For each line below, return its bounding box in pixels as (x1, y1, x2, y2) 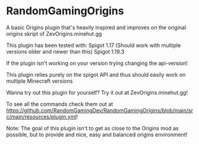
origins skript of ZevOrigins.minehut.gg (6, 30, 102, 37)
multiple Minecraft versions (6, 77, 73, 84)
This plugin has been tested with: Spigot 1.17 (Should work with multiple (6, 42, 181, 49)
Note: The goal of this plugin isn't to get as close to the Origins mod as (6, 124, 179, 132)
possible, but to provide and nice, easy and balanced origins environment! (6, 131, 188, 138)
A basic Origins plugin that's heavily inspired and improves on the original (6, 24, 187, 31)
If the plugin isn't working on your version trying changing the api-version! (6, 60, 188, 67)
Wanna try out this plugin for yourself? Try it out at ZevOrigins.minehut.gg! (6, 89, 188, 96)
